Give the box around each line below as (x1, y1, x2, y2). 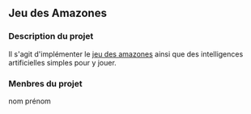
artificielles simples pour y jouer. (8, 57, 117, 67)
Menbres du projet (8, 78, 83, 89)
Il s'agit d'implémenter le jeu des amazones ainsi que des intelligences (8, 49, 244, 59)
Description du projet (8, 31, 94, 42)
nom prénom (8, 96, 51, 106)
